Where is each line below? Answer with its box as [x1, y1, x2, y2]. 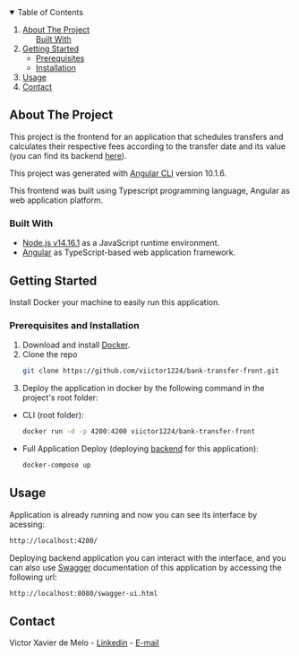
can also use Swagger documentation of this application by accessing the [9, 562, 282, 573]
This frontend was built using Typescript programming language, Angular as [9, 185, 291, 196]
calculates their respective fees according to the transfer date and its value [9, 141, 286, 152]
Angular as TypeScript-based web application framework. [21, 247, 236, 258]
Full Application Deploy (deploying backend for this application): [21, 442, 260, 454]
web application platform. [9, 195, 104, 206]
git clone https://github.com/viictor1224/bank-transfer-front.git [21, 366, 279, 376]
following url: [9, 572, 57, 582]
